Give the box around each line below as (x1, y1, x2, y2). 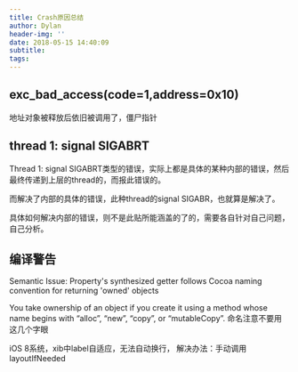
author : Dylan (9, 21, 62, 30)
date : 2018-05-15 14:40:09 (9, 37, 109, 47)
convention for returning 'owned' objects (9, 286, 159, 296)
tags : (9, 54, 29, 63)
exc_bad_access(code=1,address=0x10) (9, 87, 239, 102)
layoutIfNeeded (9, 353, 67, 364)
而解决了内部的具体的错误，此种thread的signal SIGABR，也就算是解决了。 (9, 193, 280, 204)
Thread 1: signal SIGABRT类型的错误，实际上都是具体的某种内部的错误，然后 (9, 163, 290, 174)
